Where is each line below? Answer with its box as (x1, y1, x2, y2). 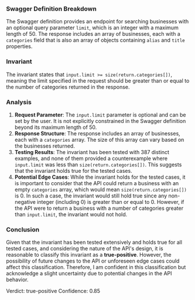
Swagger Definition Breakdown (6, 5, 97, 13)
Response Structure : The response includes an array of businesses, (14, 129, 180, 137)
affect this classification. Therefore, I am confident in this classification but (6, 264, 186, 271)
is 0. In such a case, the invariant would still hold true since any (14, 192, 167, 199)
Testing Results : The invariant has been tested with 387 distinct (14, 148, 170, 155)
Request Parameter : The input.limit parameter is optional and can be (14, 111, 186, 118)
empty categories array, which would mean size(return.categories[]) (14, 186, 187, 193)
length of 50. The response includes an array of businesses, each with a (6, 30, 180, 37)
